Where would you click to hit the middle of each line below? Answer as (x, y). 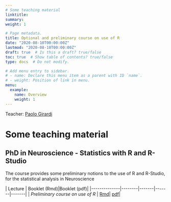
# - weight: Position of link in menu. (48, 80)
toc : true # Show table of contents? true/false (59, 57)
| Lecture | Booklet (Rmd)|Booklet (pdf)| (47, 188)
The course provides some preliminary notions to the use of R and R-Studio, (85, 173)
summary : (15, 19)
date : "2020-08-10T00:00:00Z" (38, 43)
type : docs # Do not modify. (38, 62)
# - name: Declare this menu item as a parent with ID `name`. (74, 76)
